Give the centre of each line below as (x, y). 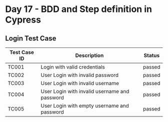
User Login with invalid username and (85, 91)
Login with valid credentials (73, 67)
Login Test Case (31, 38)
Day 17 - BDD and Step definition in (79, 9)
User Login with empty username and (85, 106)
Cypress (23, 20)
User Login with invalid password (80, 75)
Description (89, 55)
